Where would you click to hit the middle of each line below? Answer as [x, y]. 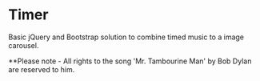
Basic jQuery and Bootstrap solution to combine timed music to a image [126, 37]
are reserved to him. [42, 69]
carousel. [24, 45]
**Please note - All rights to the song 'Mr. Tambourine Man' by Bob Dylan [130, 61]
